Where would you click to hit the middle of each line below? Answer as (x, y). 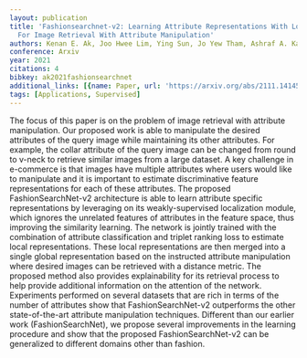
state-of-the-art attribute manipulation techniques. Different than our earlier (152, 314)
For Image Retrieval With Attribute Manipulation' (116, 35)
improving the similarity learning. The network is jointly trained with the (143, 227)
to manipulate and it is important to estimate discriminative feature (134, 178)
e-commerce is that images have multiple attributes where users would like (151, 169)
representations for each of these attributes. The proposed (120, 188)
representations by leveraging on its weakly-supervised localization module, (153, 207)
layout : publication (49, 18)
